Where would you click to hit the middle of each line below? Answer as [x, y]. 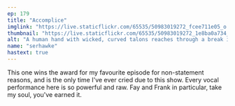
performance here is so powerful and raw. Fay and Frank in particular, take [115, 87]
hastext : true [28, 53]
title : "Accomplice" [37, 20]
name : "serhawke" [33, 46]
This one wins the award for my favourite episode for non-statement [106, 72]
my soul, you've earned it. [45, 94]
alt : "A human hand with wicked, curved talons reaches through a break [115, 40]
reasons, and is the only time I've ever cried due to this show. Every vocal [113, 79]
